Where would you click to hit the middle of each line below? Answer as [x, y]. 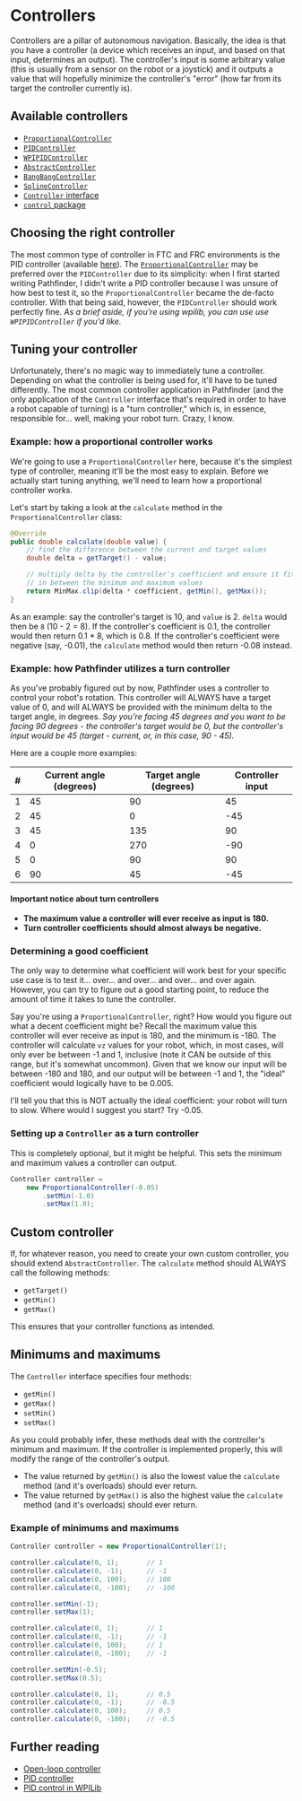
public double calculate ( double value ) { [89, 542]
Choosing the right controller [93, 233]
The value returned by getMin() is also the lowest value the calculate [151, 1475]
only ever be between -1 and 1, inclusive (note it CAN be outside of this [141, 1055]
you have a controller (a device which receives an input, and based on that [148, 49]
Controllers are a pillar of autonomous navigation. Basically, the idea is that [148, 40]
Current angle [75, 775]
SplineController [56, 186]
